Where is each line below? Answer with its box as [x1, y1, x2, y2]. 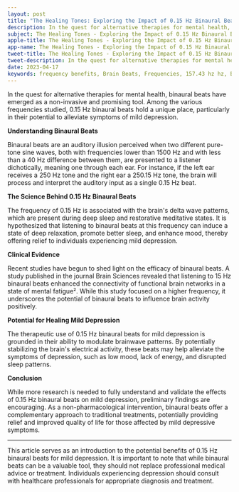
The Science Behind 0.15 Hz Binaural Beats [7, 192, 137, 201]
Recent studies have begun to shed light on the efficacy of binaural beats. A [7, 263, 230, 272]
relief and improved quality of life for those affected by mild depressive [7, 418, 216, 426]
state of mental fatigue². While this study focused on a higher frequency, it [7, 286, 226, 295]
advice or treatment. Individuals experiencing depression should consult [7, 468, 219, 477]
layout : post [7, 10, 46, 18]
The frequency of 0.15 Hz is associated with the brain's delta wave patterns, [7, 206, 230, 214]
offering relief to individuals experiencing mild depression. [7, 236, 178, 245]
